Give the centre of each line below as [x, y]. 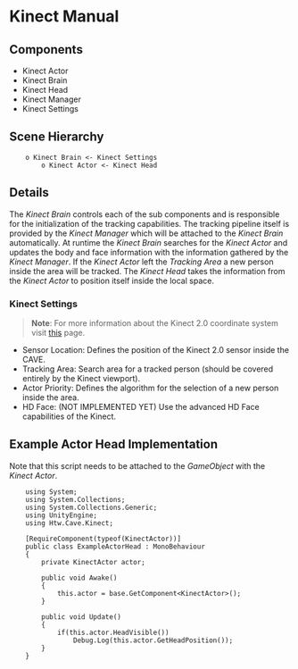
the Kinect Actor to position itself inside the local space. [112, 280]
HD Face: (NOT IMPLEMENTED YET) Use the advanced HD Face [141, 406]
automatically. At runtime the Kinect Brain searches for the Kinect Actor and [149, 242]
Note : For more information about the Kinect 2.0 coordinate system [154, 322]
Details [29, 192]
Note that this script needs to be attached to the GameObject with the [137, 465]
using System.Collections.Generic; [91, 507]
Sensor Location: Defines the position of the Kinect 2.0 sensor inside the [156, 349]
